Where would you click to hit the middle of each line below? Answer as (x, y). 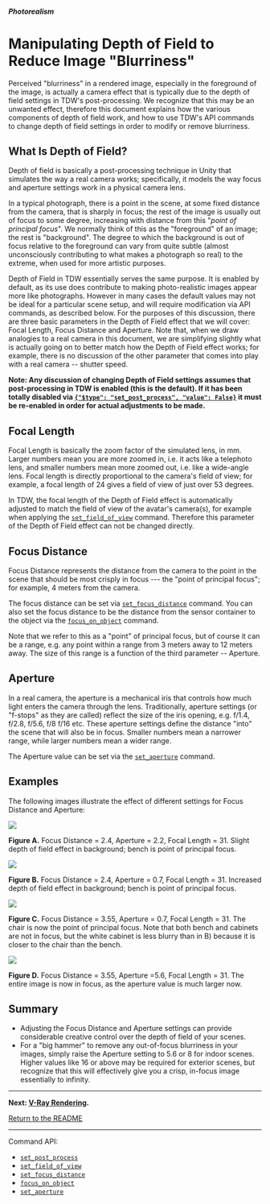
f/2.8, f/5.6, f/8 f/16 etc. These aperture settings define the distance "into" (130, 723)
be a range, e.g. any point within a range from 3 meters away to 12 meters (131, 644)
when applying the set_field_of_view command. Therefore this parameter (131, 517)
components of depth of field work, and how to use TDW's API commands (131, 118)
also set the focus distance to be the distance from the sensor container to (132, 611)
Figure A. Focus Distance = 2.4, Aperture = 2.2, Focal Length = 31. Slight (129, 840)
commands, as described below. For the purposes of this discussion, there (132, 313)
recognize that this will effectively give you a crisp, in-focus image (129, 1071)
